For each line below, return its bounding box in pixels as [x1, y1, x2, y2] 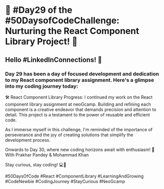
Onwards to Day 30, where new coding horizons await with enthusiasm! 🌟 [5, 147, 155, 152]
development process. [5, 137, 51, 143]
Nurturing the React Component [5, 26, 139, 37]
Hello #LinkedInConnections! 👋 [5, 55, 102, 64]
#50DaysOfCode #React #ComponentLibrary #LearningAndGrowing [5, 173, 144, 179]
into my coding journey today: [5, 82, 79, 89]
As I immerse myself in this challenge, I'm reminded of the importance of [5, 126, 153, 132]
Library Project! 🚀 [5, 36, 78, 47]
